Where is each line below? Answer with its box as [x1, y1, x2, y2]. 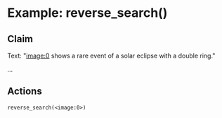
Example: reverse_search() [7, 5, 168, 21]
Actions [7, 86, 42, 98]
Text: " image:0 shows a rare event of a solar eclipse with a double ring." [7, 51, 216, 60]
